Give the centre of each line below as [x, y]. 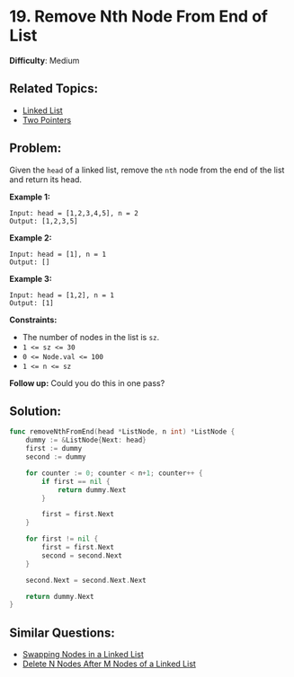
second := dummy [56, 457]
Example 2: [31, 237]
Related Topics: [54, 88]
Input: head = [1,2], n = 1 [62, 295]
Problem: [36, 149]
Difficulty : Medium [45, 60]
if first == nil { [76, 481]
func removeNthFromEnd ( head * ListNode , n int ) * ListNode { [122, 432]
